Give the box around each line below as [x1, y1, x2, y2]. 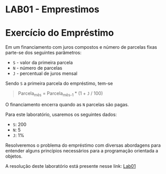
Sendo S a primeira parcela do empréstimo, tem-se [5, 81, 113, 87]
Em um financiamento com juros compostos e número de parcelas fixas [5, 44, 157, 50]
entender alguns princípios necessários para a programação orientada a [5, 147, 158, 153]
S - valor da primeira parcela [12, 60, 73, 66]
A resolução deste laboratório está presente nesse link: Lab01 [5, 163, 136, 169]
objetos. [5, 153, 23, 159]
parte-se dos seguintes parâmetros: [5, 50, 82, 56]
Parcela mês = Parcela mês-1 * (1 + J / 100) [17, 90, 103, 98]
